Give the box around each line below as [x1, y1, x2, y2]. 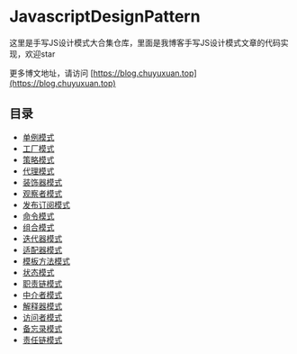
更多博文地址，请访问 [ [9, 68, 94, 78]
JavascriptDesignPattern [9, 6, 201, 27]
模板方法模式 [22, 255, 70, 267]
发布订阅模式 [22, 199, 70, 210]
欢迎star [24, 48, 56, 59]
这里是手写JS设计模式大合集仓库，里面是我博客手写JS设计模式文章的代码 [9, 37, 281, 48]
